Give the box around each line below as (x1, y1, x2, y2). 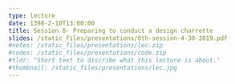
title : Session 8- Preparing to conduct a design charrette (8, 26, 214, 34)
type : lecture (8, 11, 56, 20)
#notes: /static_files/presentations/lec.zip (8, 42, 163, 50)
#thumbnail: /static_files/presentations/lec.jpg (8, 64, 178, 72)
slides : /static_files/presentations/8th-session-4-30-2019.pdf (8, 34, 228, 42)
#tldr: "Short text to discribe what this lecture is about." (8, 57, 221, 65)
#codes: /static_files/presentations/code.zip (8, 49, 167, 57)
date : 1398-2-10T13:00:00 (8, 19, 95, 27)
